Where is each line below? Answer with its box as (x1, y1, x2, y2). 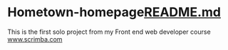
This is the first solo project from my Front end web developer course (7, 27, 212, 36)
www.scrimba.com (7, 35, 63, 43)
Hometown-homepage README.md (7, 4, 221, 20)
